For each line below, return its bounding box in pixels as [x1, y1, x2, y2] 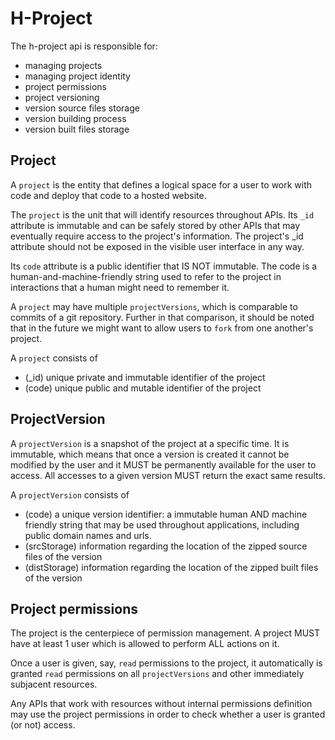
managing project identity [24, 70, 131, 82]
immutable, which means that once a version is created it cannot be [10, 448, 290, 460]
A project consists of [10, 352, 98, 364]
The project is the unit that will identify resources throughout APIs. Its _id [10, 208, 315, 221]
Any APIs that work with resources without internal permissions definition [10, 698, 313, 710]
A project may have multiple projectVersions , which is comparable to [10, 300, 298, 312]
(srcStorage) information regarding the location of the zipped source [24, 540, 308, 552]
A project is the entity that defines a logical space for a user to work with [10, 178, 313, 191]
